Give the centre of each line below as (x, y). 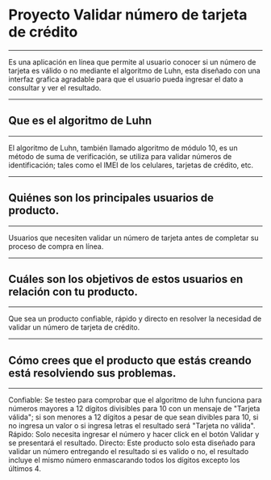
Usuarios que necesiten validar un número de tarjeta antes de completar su (134, 238)
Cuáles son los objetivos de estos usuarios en (126, 279)
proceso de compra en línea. (56, 246)
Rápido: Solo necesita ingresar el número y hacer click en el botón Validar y (134, 435)
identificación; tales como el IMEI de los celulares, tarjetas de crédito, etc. (131, 165)
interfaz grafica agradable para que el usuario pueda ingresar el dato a (126, 79)
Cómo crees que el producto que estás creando (130, 360)
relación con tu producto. (73, 291)
